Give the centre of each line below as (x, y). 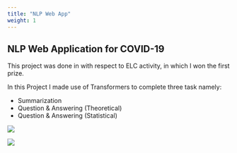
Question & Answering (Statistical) (68, 116)
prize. (16, 73)
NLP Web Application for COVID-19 (86, 49)
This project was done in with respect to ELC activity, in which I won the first (118, 66)
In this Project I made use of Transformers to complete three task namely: (115, 87)
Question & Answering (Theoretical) (70, 108)
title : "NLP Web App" (39, 14)
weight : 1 (22, 20)
